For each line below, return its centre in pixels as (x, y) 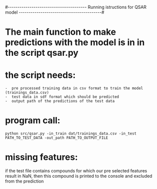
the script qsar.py (42, 53)
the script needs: (40, 75)
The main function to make (61, 32)
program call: (33, 121)
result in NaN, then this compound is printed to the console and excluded (79, 176)
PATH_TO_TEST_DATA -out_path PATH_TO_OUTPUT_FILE (57, 138)
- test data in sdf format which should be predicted (62, 97)
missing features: (42, 157)
